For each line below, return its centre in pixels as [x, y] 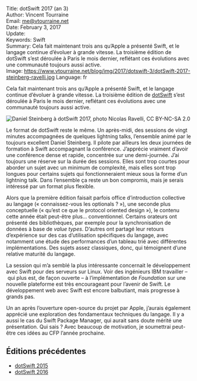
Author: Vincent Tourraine [37, 15]
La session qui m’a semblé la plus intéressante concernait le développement [98, 265]
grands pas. [21, 297]
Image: [14, 71]
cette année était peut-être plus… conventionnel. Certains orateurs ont [92, 216]
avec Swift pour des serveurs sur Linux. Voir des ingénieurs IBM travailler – [97, 272]
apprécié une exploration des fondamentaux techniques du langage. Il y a [95, 314]
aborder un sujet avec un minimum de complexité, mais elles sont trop [91, 168]
